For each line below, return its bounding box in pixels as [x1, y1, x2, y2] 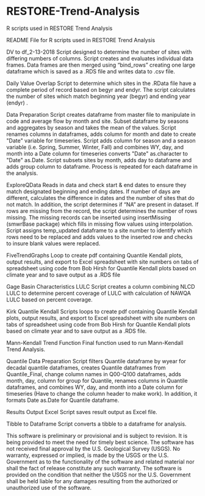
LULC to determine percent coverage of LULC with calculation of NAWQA [6, 289, 191, 297]
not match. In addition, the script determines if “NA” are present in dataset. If [6, 201, 199, 208]
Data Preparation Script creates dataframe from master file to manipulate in [6, 111, 196, 118]
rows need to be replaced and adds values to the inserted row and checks [6, 233, 193, 240]
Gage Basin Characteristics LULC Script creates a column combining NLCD [6, 283, 195, 290]
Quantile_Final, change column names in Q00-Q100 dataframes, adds [6, 370, 182, 377]
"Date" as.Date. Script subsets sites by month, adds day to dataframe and [6, 156, 192, 163]
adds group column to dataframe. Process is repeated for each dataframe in [6, 163, 198, 170]
